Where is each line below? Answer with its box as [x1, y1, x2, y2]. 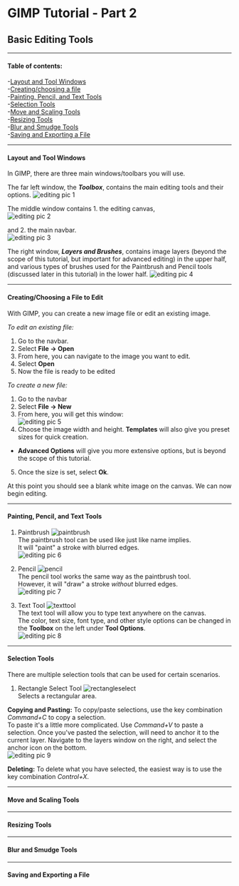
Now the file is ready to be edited [17, 367, 116, 375]
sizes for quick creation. [17, 432, 89, 441]
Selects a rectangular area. [17, 692, 97, 701]
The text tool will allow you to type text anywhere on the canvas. [17, 609, 206, 617]
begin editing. [7, 489, 48, 497]
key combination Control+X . [7, 773, 90, 781]
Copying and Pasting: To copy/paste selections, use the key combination [7, 706, 223, 714]
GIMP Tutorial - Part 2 [7, 5, 137, 21]
